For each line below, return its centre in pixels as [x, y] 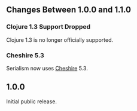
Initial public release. [32, 101]
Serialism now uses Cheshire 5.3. [47, 68]
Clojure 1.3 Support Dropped [48, 27]
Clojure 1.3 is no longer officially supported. [60, 40]
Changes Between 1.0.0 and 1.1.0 [69, 10]
